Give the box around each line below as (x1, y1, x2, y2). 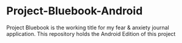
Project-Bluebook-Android (6, 4, 143, 18)
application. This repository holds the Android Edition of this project (6, 30, 176, 37)
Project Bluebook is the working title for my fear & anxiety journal (6, 24, 169, 31)
